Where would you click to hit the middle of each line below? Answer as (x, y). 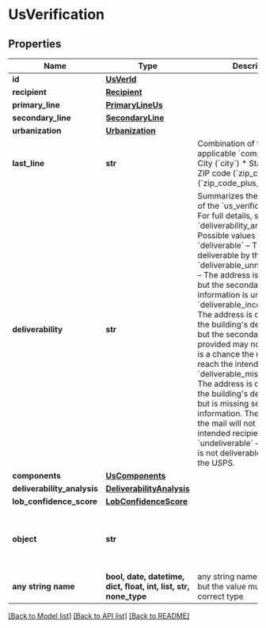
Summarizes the (228, 196)
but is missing (223, 403)
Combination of (226, 144)
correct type (220, 596)
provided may (223, 344)
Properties (35, 44)
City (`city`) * (222, 163)
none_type (126, 596)
